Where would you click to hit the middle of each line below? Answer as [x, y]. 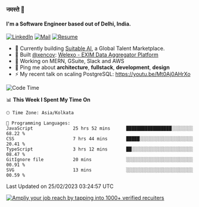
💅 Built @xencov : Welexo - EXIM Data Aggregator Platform [87, 55]
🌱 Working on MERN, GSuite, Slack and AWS [69, 61]
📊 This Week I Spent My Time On [48, 100]
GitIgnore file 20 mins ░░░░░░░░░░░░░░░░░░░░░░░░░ [100, 160]
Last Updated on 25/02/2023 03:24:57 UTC [60, 186]
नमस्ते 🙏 [15, 10]
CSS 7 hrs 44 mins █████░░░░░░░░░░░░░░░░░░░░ [100, 139]
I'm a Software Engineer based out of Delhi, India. [69, 24]
